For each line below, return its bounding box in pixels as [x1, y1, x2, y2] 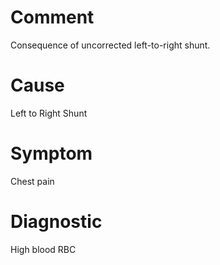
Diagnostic [10, 211, 103, 233]
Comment [10, 6, 95, 29]
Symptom [10, 142, 93, 165]
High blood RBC [10, 243, 77, 255]
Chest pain [10, 175, 55, 187]
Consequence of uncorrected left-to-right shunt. [10, 39, 211, 51]
